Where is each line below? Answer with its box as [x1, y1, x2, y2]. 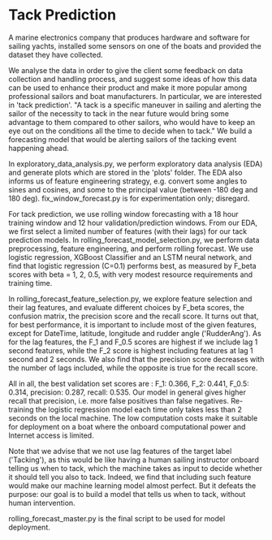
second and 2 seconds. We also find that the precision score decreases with [8, 354, 265, 364]
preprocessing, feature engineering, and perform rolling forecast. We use [8, 244, 253, 253]
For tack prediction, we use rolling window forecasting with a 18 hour [8, 209, 239, 218]
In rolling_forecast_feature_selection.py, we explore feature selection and [8, 294, 253, 304]
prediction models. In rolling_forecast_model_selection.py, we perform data [8, 235, 260, 244]
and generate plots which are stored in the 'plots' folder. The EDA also [8, 167, 243, 177]
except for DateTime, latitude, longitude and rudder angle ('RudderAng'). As [8, 328, 261, 338]
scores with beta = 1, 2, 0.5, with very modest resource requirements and [8, 270, 253, 279]
